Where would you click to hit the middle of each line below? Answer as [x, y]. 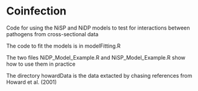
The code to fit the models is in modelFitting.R [63, 46]
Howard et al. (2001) [32, 82]
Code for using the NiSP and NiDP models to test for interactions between [98, 28]
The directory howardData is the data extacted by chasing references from [99, 75]
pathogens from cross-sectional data [52, 34]
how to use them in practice [41, 64]
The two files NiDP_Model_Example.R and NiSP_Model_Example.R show [96, 57]
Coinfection [37, 11]
